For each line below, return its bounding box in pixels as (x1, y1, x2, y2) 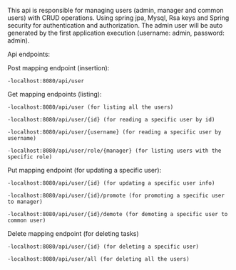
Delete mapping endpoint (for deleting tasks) (7, 229, 139, 237)
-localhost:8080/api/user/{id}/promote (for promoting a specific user (7, 192, 225, 199)
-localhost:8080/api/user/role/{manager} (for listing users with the (7, 147, 222, 154)
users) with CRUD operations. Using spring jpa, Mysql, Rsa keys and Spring (7, 13, 230, 22)
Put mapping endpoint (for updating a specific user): (7, 166, 162, 174)
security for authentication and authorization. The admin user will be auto (7, 21, 223, 29)
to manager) (7, 198, 43, 205)
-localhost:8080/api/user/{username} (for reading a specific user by (7, 129, 222, 136)
